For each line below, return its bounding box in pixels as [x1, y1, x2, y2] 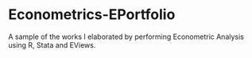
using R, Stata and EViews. [8, 40, 96, 49]
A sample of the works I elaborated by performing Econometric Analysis [8, 32, 245, 41]
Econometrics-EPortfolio [8, 6, 176, 24]
